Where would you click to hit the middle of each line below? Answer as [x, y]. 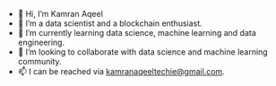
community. [39, 61]
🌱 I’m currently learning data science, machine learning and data [137, 33]
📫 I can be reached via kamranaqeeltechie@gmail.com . [121, 71]
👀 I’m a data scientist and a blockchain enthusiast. [110, 23]
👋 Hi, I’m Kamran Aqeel [60, 14]
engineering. [41, 42]
